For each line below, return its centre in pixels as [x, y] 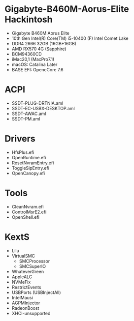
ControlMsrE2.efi [29, 212]
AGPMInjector [26, 303]
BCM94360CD [27, 54]
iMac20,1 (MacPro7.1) [33, 59]
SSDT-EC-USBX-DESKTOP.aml [43, 108]
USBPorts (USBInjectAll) [36, 292]
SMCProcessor [34, 261]
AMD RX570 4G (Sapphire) [39, 49]
